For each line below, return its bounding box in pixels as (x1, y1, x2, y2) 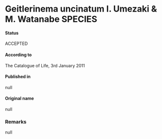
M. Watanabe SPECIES (5, 14, 97, 25)
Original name (5, 95, 34, 101)
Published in (5, 74, 31, 79)
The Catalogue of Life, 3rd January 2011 (5, 62, 85, 68)
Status (5, 30, 19, 36)
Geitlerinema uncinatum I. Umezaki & (5, 3, 157, 15)
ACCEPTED (5, 41, 28, 46)
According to (5, 52, 32, 58)
